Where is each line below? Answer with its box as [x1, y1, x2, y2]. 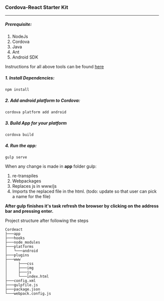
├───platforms [5, 244, 34, 249]
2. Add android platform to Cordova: [5, 97, 81, 103]
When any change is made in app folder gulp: [5, 163, 97, 169]
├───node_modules [5, 240, 41, 245]
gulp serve [5, 155, 27, 160]
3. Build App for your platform [5, 120, 67, 126]
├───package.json [5, 287, 41, 292]
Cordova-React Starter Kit [5, 4, 68, 11]
